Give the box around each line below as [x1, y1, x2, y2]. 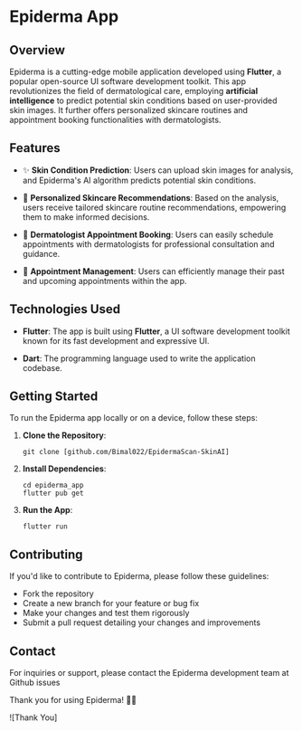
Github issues [9, 677, 61, 688]
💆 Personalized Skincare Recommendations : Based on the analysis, [22, 192, 279, 203]
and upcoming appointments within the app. [22, 275, 187, 286]
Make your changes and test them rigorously [22, 608, 190, 619]
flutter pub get [22, 489, 84, 498]
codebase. [22, 362, 63, 373]
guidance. [22, 248, 61, 259]
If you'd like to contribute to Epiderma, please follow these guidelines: [9, 571, 269, 582]
